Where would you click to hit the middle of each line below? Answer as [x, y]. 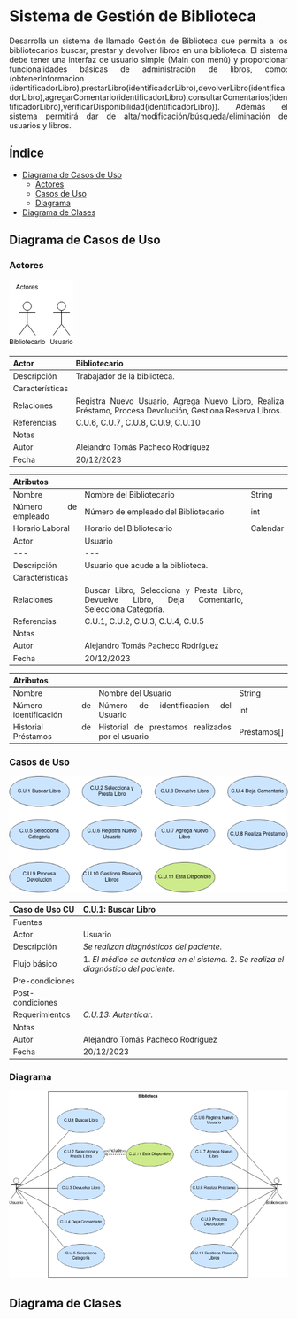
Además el [262, 106]
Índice [27, 154]
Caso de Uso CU [44, 909]
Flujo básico [35, 964]
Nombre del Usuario [135, 693]
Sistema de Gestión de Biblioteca [133, 16]
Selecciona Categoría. [125, 609]
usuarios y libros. [41, 125]
